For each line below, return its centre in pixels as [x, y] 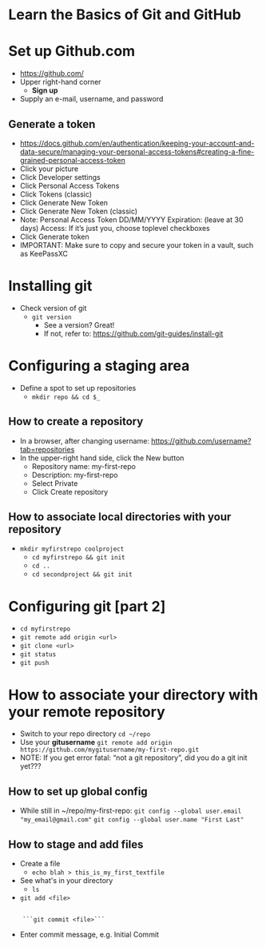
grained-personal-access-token [72, 160]
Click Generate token [54, 237]
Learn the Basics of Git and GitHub [125, 15]
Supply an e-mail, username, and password [91, 99]
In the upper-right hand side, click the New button [102, 458]
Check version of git [53, 308]
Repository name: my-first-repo [83, 466]
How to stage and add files [76, 844]
